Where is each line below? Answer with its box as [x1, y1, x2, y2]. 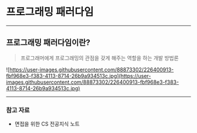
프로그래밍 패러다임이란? [6, 37, 91, 47]
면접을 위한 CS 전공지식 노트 [14, 121, 80, 128]
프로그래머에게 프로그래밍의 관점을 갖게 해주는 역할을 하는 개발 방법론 [20, 54, 179, 62]
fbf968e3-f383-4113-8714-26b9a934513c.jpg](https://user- [6, 72, 151, 79]
